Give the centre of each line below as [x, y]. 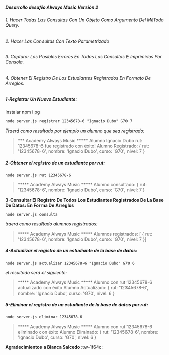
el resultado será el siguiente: [36, 272]
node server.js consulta [31, 214]
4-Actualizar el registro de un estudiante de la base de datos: [71, 251]
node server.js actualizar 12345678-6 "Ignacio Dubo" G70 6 [70, 263]
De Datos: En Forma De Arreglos [40, 205]
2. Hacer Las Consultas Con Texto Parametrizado [57, 41]
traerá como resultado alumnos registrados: [51, 224]
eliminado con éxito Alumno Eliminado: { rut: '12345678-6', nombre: [88, 332]
